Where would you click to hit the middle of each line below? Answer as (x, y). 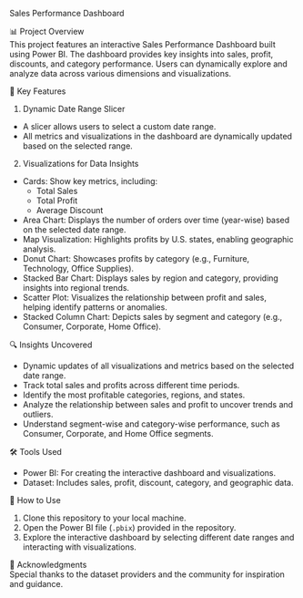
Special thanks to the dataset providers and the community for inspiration (147, 574)
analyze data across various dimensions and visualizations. (121, 73)
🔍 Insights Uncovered (51, 345)
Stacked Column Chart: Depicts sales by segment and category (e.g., (152, 317)
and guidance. (36, 584)
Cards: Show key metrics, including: (90, 181)
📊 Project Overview (47, 31)
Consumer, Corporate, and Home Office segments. (118, 433)
